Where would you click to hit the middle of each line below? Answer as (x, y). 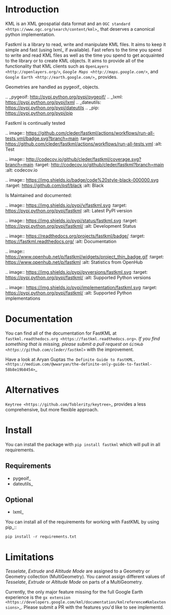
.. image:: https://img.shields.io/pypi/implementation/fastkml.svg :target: (81, 287)
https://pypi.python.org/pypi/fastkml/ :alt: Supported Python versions (78, 277)
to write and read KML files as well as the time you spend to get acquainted (85, 55)
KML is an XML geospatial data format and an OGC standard (68, 24)
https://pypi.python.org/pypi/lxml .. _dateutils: (53, 102)
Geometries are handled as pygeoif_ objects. (52, 87)
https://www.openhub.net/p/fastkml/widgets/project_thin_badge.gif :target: (85, 256)
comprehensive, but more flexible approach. (52, 409)
